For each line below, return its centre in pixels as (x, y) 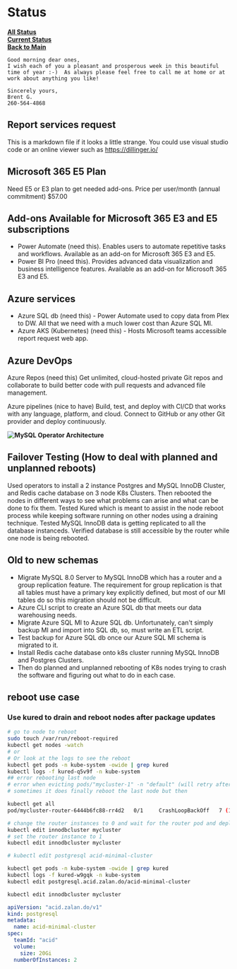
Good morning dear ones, (44, 60)
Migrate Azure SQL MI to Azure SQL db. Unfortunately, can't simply (115, 622)
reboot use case (43, 697)
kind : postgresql (33, 914)
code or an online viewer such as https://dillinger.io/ (83, 149)
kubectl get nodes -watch (45, 745)
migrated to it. (38, 645)
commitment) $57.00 (38, 196)
